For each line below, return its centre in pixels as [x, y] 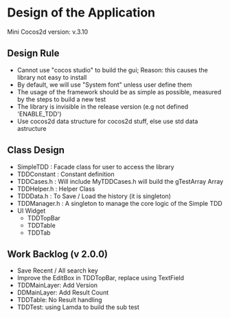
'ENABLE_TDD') [39, 114]
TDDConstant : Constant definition [66, 174]
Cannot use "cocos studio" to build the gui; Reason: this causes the [112, 70]
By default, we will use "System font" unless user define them [104, 85]
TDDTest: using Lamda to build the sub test [78, 307]
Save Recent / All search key [57, 271]
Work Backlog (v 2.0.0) [58, 254]
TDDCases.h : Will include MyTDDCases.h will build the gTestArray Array [120, 181]
